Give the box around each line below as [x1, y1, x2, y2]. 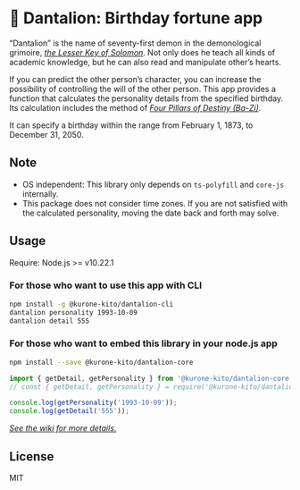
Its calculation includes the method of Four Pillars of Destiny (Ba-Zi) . [9, 102, 262, 113]
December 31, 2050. [9, 129, 85, 139]
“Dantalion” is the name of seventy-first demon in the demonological [9, 38, 262, 48]
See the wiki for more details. [9, 423, 117, 434]
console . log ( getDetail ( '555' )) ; [9, 407, 129, 416]
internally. [21, 188, 59, 199]
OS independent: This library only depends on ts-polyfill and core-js [21, 179, 284, 190]
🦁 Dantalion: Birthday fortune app [9, 8, 263, 29]
